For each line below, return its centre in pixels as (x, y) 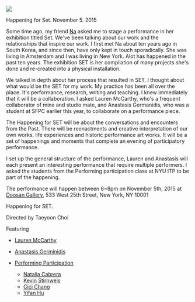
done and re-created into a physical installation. (63, 68)
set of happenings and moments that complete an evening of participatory (95, 141)
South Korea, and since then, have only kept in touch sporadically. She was (96, 50)
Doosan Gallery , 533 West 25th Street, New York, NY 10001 (77, 195)
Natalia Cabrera (42, 274)
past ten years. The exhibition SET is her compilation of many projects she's (97, 62)
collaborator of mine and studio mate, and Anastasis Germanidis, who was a (97, 105)
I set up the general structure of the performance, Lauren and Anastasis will (97, 159)
